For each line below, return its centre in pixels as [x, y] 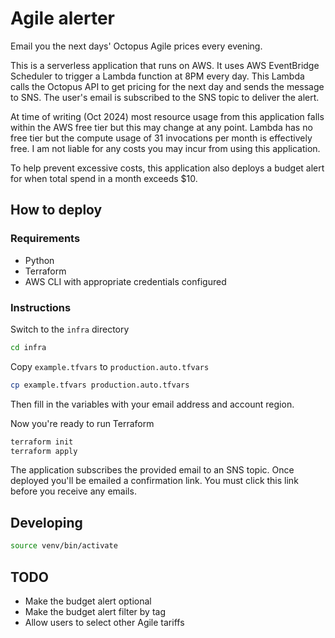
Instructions [41, 307]
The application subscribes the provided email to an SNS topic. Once [152, 470]
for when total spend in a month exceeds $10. [104, 178]
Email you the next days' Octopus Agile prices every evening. [136, 46]
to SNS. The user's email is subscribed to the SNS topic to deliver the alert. [165, 97]
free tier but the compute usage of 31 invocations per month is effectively [161, 138]
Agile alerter [62, 18]
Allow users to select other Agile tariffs [104, 622]
